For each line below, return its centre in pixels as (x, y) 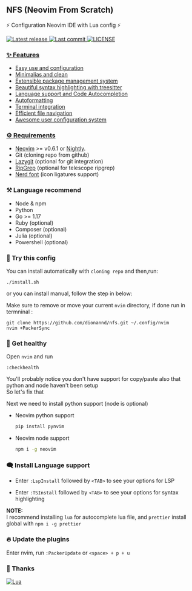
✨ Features (23, 55)
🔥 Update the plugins (38, 539)
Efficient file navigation (44, 113)
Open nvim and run (30, 357)
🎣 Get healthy (27, 343)
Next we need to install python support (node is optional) (77, 404)
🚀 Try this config (31, 258)
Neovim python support (45, 415)
